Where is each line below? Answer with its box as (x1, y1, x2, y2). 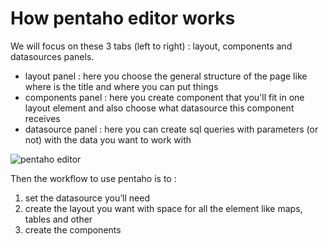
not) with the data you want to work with (24, 133, 192, 146)
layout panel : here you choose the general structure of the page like (24, 70, 308, 82)
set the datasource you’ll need (24, 192, 150, 204)
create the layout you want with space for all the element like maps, (24, 202, 303, 214)
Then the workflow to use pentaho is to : (10, 172, 177, 184)
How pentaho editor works (10, 7, 236, 30)
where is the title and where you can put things (24, 80, 219, 92)
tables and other (24, 213, 93, 225)
